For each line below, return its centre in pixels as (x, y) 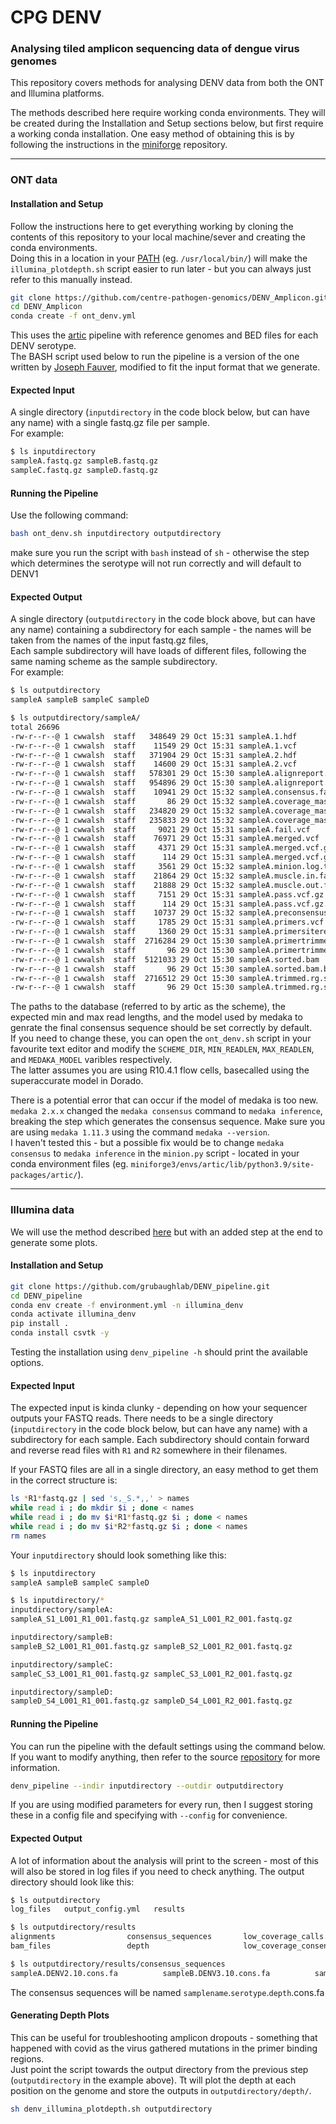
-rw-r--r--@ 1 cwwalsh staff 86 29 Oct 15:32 (122, 801)
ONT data (34, 180)
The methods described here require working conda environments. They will (168, 113)
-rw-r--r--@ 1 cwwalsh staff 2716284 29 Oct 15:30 (122, 941)
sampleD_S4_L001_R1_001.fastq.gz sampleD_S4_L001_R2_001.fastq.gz (151, 1701)
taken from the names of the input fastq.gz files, (109, 640)
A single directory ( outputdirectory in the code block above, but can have (163, 619)
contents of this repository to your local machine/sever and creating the (158, 237)
